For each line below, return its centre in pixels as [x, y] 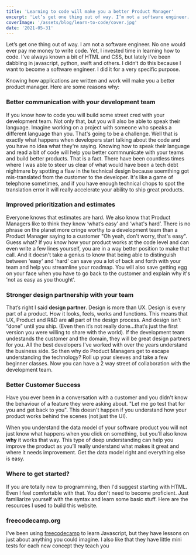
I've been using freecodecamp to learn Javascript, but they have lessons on [98, 533]
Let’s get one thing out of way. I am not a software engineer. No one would [96, 44]
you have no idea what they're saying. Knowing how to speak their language [98, 146]
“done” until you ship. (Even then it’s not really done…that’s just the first [92, 326]
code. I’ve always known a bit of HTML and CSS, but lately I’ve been [88, 57]
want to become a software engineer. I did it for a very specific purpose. [93, 69]
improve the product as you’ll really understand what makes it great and [93, 446]
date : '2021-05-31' [30, 28]
